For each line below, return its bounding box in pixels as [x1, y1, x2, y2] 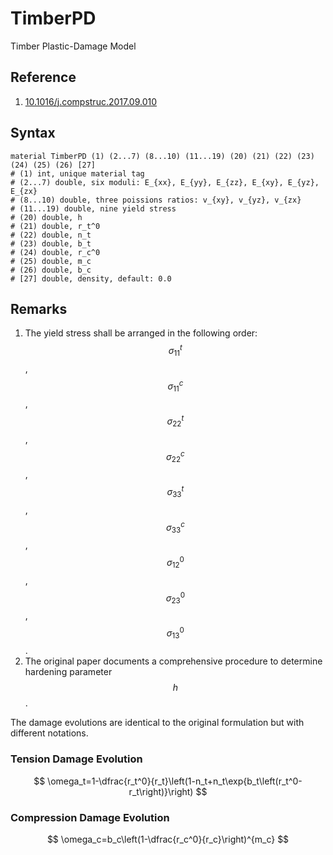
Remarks [10, 300, 68, 317]
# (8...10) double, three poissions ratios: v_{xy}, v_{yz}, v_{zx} [10, 195, 302, 205]
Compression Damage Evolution [10, 810, 170, 824]
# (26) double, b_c [10, 265, 92, 275]
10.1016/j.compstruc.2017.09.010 [24, 95, 158, 107]
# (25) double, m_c [10, 256, 92, 266]
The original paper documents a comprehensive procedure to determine [24, 655, 323, 667]
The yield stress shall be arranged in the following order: [24, 327, 258, 339]
